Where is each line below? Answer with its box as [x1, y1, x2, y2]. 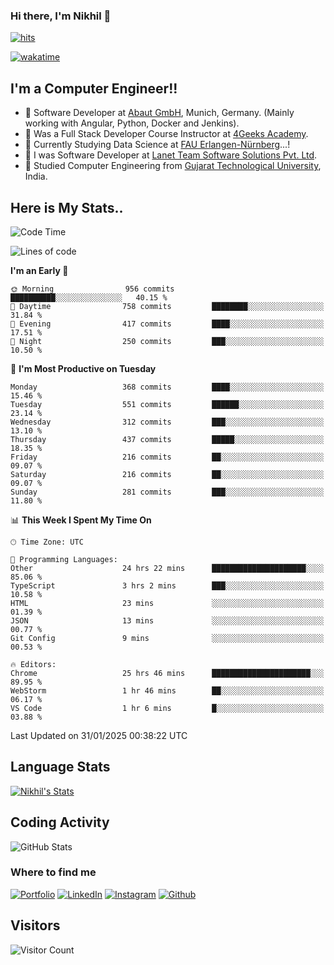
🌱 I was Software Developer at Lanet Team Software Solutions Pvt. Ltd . [24, 149, 318, 161]
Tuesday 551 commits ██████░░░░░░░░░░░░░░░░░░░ [10, 399, 325, 409]
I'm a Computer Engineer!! [10, 80, 178, 97]
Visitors [10, 917, 61, 934]
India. [24, 170, 48, 183]
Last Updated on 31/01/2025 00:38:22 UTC [10, 729, 188, 741]
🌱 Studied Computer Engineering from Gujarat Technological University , [24, 160, 322, 172]
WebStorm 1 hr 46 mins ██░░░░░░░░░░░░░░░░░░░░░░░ [10, 685, 325, 696]
